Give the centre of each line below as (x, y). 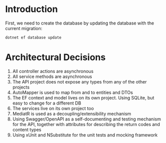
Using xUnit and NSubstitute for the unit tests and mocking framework (85, 135)
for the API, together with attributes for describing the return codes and (86, 124)
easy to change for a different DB (47, 103)
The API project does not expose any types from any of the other (79, 81)
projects (21, 87)
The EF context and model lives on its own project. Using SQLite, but (83, 97)
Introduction (32, 9)
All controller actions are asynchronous (53, 71)
